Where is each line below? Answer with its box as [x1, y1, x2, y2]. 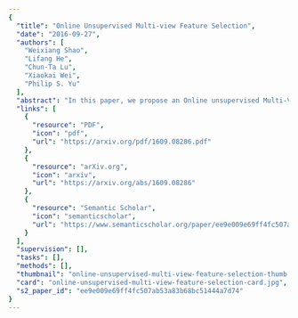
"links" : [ [16, 104, 57, 113]
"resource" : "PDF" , [31, 121, 104, 130]
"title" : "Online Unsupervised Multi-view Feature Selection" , [16, 21, 255, 30]
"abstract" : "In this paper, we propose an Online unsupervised [16, 95, 260, 105]
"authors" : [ [16, 37, 65, 47]
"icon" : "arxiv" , [31, 170, 97, 179]
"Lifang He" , [24, 54, 73, 63]
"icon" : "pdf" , [31, 129, 89, 138]
